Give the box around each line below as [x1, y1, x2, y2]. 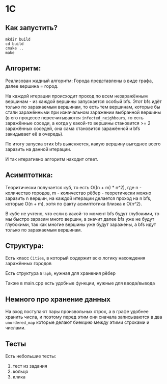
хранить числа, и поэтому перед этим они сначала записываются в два [5, 314, 162, 320]
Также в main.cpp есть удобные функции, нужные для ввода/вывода [5, 280, 155, 286]
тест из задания [12, 363, 47, 369]
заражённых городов [5, 261, 52, 267]
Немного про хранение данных [5, 295, 111, 303]
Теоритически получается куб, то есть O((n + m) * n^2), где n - [5, 184, 142, 190]
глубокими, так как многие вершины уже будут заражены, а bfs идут [5, 221, 156, 227]
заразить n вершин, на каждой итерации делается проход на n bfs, [5, 195, 152, 201]
